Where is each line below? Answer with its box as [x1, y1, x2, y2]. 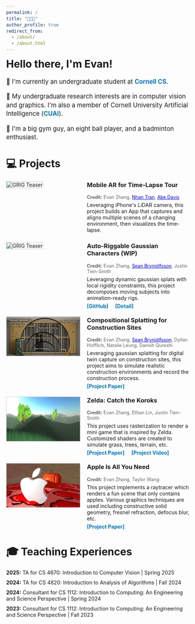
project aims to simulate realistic [87, 362, 166, 369]
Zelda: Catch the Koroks [87, 396, 157, 404]
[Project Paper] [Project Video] [87, 449, 169, 456]
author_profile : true [6, 22, 59, 28]
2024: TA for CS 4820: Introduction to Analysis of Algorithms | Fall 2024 [6, 579, 182, 586]
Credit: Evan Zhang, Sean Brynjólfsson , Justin [87, 262, 188, 269]
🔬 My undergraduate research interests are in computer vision [6, 92, 186, 101]
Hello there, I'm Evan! [6, 58, 113, 71]
